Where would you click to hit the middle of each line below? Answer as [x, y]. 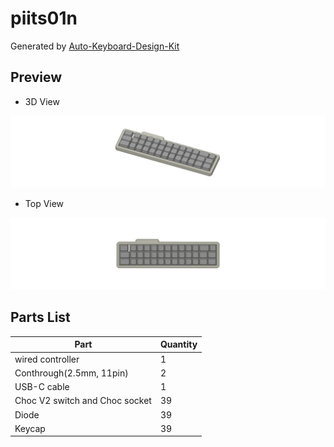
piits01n [44, 18]
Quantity [178, 344]
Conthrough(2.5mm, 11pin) [71, 373]
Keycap [30, 428]
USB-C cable [42, 387]
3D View [42, 101]
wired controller [47, 359]
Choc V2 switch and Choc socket [83, 401]
